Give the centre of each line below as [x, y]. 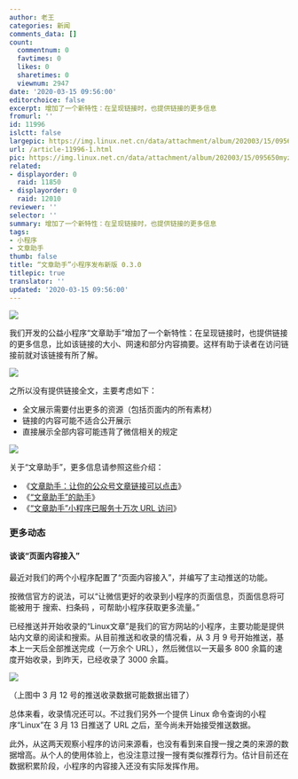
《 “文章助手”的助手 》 [61, 497]
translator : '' [37, 281]
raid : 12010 [39, 199]
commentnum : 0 [43, 51]
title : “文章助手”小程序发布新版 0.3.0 [75, 265]
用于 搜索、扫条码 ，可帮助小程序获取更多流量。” [112, 607]
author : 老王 [32, 17]
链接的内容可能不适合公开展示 [76, 420]
